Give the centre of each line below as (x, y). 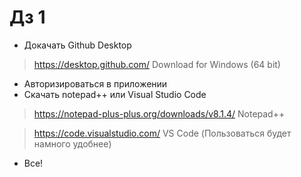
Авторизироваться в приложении (95, 83)
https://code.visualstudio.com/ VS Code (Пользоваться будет (162, 133)
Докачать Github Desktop (77, 45)
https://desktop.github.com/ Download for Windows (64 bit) (157, 64)
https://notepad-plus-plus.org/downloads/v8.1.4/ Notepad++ (159, 113)
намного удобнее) (72, 143)
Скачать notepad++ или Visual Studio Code (115, 94)
